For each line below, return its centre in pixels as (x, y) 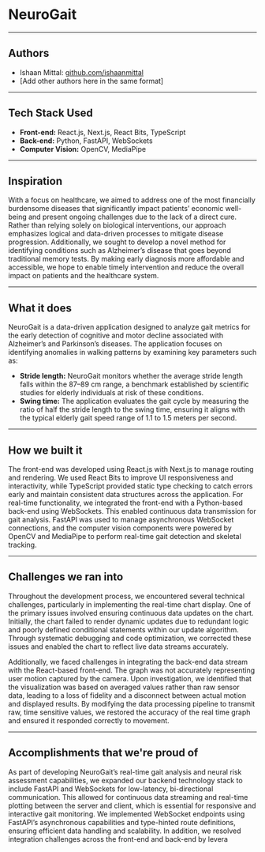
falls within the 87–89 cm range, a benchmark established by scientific (134, 384)
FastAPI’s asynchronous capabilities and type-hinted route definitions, (122, 822)
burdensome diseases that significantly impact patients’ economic (116, 209)
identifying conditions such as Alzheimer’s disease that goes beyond (119, 251)
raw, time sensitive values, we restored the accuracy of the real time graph (129, 712)
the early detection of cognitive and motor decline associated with (116, 336)
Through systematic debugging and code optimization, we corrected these (130, 638)
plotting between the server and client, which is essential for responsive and (132, 805)
